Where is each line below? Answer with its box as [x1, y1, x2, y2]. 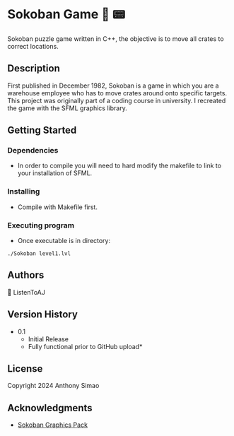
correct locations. [7, 42, 59, 50]
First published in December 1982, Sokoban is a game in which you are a [7, 81, 219, 90]
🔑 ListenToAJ [7, 288, 46, 296]
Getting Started [7, 124, 77, 136]
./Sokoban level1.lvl [7, 250, 71, 257]
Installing [7, 187, 40, 196]
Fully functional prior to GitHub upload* [28, 342, 143, 350]
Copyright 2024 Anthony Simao [7, 382, 100, 390]
